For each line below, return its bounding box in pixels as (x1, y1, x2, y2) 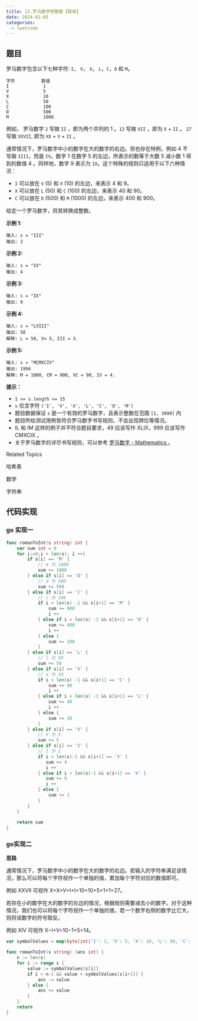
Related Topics (6, 451, 42, 458)
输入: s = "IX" (6, 293, 42, 299)
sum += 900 (48, 606, 75, 612)
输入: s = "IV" (6, 263, 42, 269)
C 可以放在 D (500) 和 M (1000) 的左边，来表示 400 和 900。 (14, 195, 159, 202)
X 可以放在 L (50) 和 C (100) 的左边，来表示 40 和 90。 (14, 187, 146, 195)
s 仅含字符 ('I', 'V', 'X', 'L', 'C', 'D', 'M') (14, 402, 134, 409)
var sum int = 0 (16, 545, 57, 551)
